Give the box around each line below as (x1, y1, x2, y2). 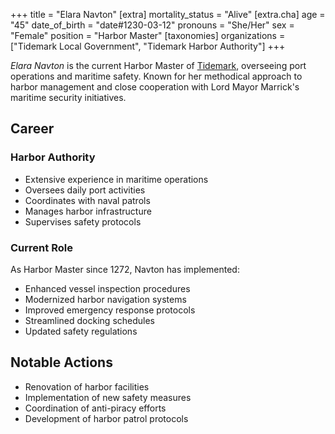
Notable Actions (10, 354, 113, 371)
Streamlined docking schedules (24, 314, 156, 326)
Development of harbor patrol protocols (24, 412, 189, 424)
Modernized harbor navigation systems (24, 293, 187, 305)
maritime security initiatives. (10, 92, 127, 103)
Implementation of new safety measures (24, 391, 192, 403)
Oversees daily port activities (24, 184, 146, 196)
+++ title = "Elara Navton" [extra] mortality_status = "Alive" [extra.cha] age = (10, 9, 326, 20)
